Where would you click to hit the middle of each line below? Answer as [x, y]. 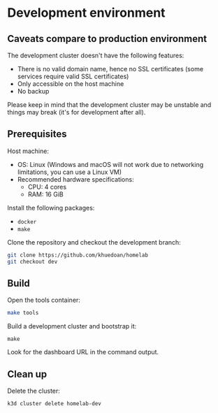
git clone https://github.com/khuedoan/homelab [78, 255]
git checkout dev [32, 261]
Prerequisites [37, 134]
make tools [23, 313]
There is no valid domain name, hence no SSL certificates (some [110, 69]
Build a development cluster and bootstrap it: [72, 326]
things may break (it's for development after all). [77, 112]
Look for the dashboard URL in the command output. [83, 352]
